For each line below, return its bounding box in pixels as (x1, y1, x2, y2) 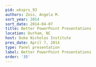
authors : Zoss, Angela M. (5, 12, 60, 17)
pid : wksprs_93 (5, 7, 37, 13)
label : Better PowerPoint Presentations (5, 49, 92, 54)
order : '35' (5, 54, 30, 59)
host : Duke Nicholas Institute (5, 36, 71, 41)
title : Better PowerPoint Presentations (5, 26, 92, 31)
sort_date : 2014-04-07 (5, 21, 53, 27)
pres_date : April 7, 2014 (5, 40, 60, 45)
